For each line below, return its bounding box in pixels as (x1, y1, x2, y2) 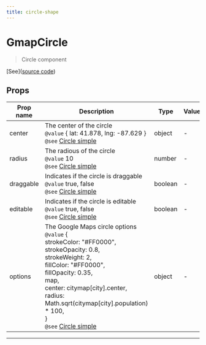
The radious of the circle (45, 146, 115, 155)
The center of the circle (45, 121, 112, 130)
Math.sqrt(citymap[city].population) (45, 299, 148, 308)
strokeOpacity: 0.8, (45, 246, 100, 254)
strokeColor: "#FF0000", (45, 238, 116, 246)
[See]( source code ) (6, 67, 56, 75)
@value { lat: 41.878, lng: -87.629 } (45, 129, 147, 138)
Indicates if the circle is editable (45, 197, 137, 206)
